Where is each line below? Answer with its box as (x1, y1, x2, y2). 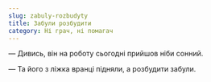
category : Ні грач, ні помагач (8, 27, 114, 35)
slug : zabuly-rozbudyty (8, 11, 89, 20)
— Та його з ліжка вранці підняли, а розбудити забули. (8, 64, 197, 74)
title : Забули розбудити (8, 19, 92, 27)
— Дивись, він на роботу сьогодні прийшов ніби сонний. (8, 49, 204, 59)
